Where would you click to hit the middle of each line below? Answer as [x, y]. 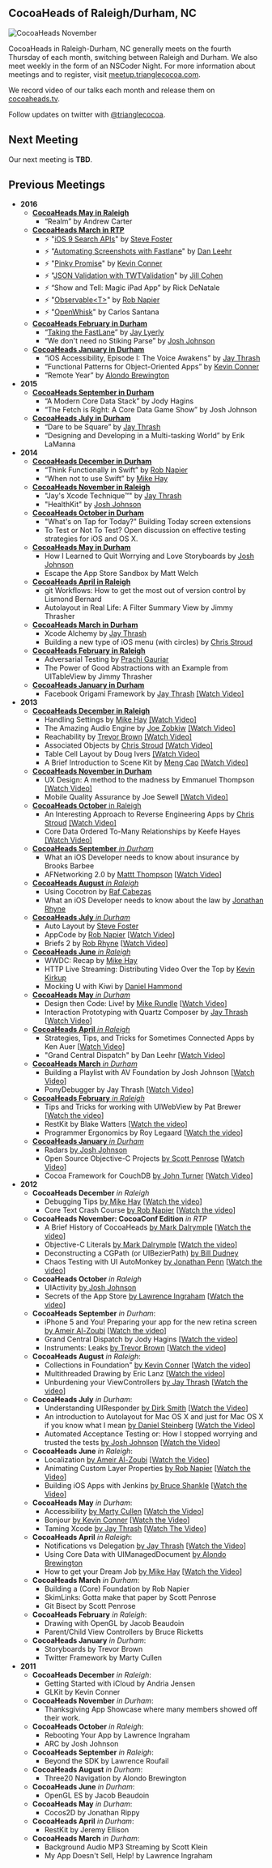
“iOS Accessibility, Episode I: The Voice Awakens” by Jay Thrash [152, 358]
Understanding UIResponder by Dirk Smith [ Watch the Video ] [146, 1408]
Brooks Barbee [69, 866]
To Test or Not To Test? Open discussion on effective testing [145, 531]
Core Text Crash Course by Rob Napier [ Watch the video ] [140, 1210]
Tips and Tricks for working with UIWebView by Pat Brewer [142, 1107]
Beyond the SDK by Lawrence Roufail [106, 1761]
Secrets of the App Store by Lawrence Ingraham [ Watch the [144, 1296]
